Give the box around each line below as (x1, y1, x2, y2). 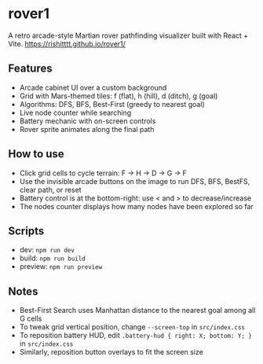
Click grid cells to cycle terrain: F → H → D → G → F (19, 168, 187, 178)
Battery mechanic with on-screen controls (19, 116, 156, 126)
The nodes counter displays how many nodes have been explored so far (19, 201, 254, 211)
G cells (19, 314, 42, 323)
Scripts (8, 224, 45, 237)
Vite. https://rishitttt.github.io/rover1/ (8, 39, 126, 48)
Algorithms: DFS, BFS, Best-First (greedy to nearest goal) (19, 99, 206, 108)
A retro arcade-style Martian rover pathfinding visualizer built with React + (8, 31, 249, 40)
